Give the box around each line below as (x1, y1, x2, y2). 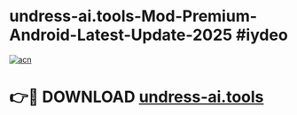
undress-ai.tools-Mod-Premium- (9, 6, 258, 27)
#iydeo (235, 25, 288, 45)
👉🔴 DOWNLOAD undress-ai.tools (9, 87, 264, 107)
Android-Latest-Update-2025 (9, 25, 233, 45)
